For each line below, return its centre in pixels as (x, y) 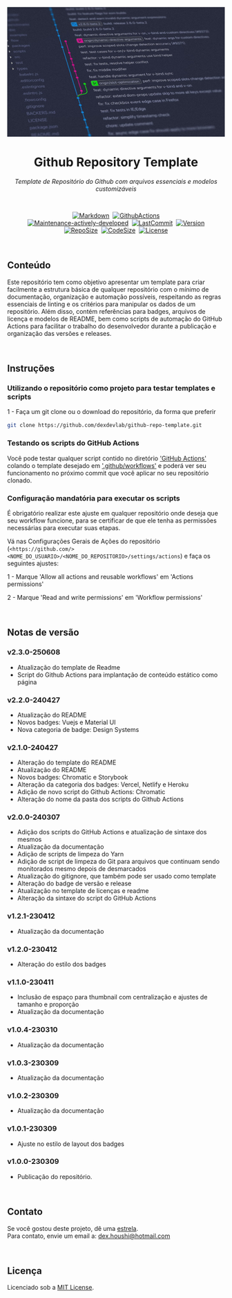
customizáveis (116, 189)
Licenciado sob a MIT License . (51, 1288)
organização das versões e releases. (59, 333)
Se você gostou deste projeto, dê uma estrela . (73, 1228)
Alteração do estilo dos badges (61, 964)
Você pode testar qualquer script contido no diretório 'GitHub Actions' (107, 458)
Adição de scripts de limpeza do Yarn (70, 854)
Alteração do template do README (67, 762)
